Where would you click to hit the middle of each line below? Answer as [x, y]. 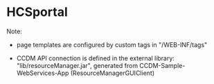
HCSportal [37, 12]
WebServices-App [43, 73]
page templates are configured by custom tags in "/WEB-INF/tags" [112, 44]
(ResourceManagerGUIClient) [113, 73]
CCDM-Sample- [162, 65]
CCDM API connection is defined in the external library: [95, 58]
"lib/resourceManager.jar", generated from [77, 65]
